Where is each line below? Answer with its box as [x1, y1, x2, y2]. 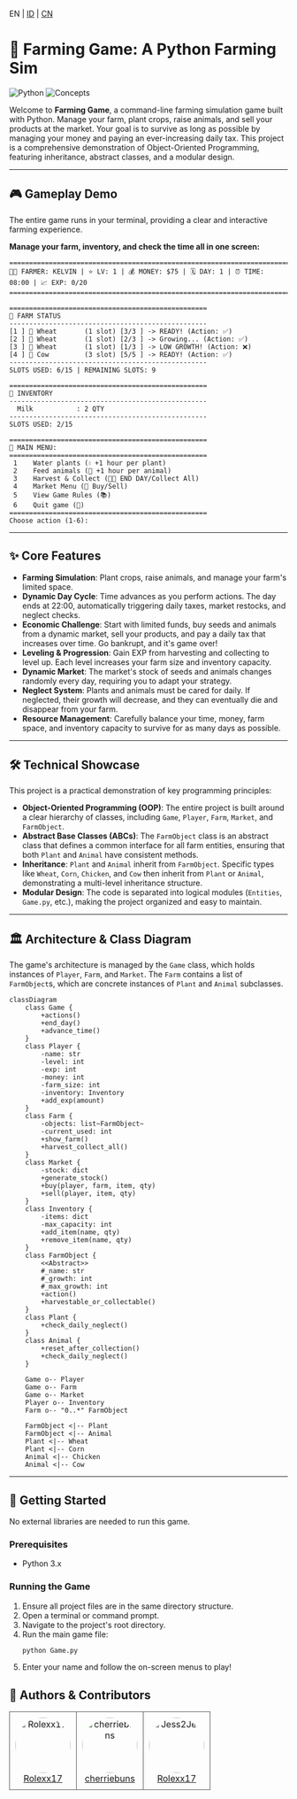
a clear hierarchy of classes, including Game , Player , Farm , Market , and [21, 812, 274, 822]
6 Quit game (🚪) [12, 500, 86, 509]
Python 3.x [21, 1558, 62, 1569]
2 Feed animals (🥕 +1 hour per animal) [12, 466, 172, 475]
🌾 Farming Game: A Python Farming [9, 40, 277, 59]
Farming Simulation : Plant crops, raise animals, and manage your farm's [21, 572, 287, 583]
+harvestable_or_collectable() [41, 1298, 156, 1307]
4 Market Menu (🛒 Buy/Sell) [12, 482, 128, 490]
